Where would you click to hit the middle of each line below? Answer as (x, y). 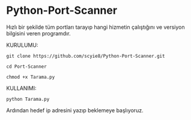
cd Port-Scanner (26, 67)
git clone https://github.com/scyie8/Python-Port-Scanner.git (86, 56)
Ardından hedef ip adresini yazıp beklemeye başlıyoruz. (75, 110)
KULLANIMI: (22, 88)
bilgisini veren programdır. (38, 33)
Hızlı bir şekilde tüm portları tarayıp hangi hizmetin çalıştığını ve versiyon (95, 27)
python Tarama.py (28, 99)
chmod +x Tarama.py (31, 77)
